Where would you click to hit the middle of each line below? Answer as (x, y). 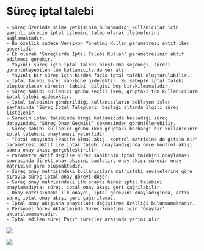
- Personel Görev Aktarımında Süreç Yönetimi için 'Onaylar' (86, 208)
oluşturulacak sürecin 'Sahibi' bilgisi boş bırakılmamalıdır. (89, 86)
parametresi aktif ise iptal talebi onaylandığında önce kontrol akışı (99, 144)
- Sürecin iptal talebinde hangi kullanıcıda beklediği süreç (87, 118)
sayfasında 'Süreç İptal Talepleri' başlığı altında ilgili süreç (93, 107)
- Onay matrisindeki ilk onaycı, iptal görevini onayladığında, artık (98, 193)
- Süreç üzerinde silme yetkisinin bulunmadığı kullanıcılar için (93, 27)
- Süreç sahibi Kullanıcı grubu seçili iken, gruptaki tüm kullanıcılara (102, 91)
